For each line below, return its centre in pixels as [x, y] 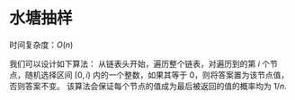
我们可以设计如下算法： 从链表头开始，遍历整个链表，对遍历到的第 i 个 [140, 63]
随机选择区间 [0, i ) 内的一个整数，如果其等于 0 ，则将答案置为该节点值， [157, 75]
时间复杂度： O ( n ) [41, 45]
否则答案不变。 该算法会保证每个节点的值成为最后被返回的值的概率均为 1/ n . [148, 86]
